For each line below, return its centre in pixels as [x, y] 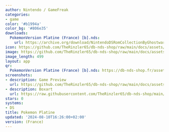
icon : [11, 47]
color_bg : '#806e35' [27, 29]
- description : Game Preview [36, 80]
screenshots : [19, 75]
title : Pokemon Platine [30, 113]
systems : [14, 103]
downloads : [17, 33]
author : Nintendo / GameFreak [37, 10]
